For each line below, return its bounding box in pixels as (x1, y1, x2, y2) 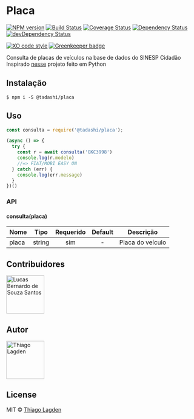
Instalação (6, 78, 47, 88)
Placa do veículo (119, 238, 167, 247)
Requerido (55, 228, 86, 236)
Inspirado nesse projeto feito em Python (6, 60, 107, 68)
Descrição (127, 228, 158, 236)
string (33, 238, 50, 247)
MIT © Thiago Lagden (6, 406, 62, 413)
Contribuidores (6, 259, 65, 269)
